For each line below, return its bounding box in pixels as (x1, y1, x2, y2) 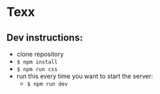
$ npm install (16, 59, 58, 66)
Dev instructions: (6, 32, 83, 44)
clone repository (16, 50, 64, 58)
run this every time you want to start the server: (16, 72, 154, 80)
